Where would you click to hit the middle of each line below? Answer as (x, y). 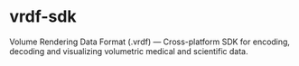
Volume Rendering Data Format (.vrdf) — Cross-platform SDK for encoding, (150, 42)
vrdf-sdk (43, 17)
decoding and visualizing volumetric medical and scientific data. (129, 51)
